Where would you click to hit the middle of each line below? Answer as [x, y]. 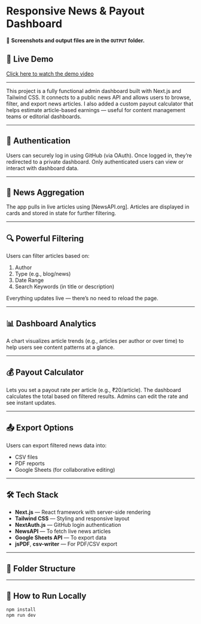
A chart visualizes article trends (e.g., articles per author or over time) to [95, 341]
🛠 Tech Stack [32, 495]
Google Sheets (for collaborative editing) [65, 469]
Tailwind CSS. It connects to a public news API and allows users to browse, [99, 97]
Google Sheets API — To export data [60, 538]
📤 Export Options [40, 428]
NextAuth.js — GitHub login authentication [68, 525]
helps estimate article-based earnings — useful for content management [96, 110]
